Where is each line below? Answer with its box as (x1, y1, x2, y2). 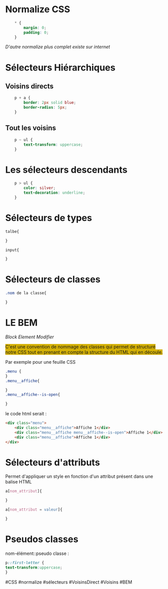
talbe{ (5, 229, 19, 234)
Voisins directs (5, 82, 54, 91)
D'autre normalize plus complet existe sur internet (5, 44, 110, 50)
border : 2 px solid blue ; (23, 100, 76, 105)
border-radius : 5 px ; (23, 105, 67, 110)
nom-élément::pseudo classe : (5, 550, 69, 556)
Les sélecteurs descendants (5, 164, 128, 175)
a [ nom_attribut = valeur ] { (5, 507, 63, 513)
